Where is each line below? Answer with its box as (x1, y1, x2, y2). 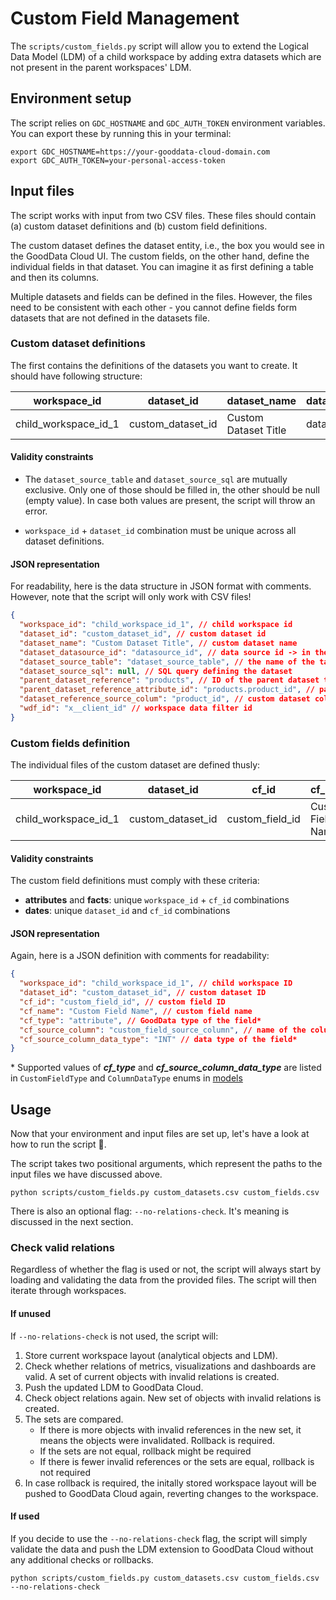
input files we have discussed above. (10, 1168, 163, 1181)
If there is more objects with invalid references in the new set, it (39, 1423, 302, 1436)
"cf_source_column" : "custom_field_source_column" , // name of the (19, 1025, 307, 1035)
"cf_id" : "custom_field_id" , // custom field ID (19, 997, 226, 1007)
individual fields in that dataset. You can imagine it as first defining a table (10, 260, 314, 272)
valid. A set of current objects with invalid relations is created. (24, 1370, 280, 1382)
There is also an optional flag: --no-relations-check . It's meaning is (10, 1205, 290, 1217)
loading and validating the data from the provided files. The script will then (10, 1274, 317, 1286)
